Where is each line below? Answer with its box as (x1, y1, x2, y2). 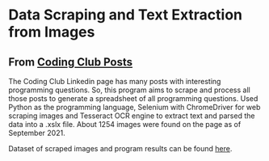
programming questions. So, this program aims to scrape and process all (8, 85, 250, 95)
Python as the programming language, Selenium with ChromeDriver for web (8, 103, 261, 112)
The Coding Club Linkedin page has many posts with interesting (8, 77, 221, 86)
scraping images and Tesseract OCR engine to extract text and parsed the (8, 111, 255, 121)
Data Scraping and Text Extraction (8, 6, 243, 24)
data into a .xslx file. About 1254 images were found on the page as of (8, 120, 242, 129)
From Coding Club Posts (8, 55, 133, 69)
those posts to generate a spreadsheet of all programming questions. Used (8, 94, 258, 103)
